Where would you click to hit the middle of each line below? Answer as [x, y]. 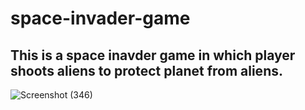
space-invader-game [100, 18]
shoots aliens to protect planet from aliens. [146, 70]
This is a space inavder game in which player [153, 55]
